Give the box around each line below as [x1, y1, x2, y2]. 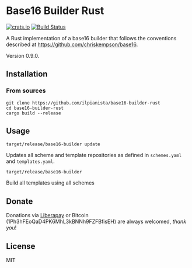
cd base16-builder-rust [6, 105, 64, 111]
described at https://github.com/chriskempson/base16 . [6, 41, 138, 48]
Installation [6, 69, 48, 79]
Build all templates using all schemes [6, 179, 95, 186]
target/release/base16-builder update [6, 141, 100, 147]
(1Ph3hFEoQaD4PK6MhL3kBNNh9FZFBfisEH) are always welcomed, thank [6, 218, 187, 225]
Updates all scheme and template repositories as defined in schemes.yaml [6, 152, 182, 159]
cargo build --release [6, 110, 61, 116]
